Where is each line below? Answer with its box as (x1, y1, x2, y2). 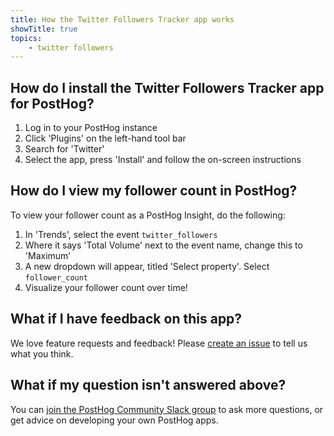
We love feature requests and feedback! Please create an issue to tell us (10, 337, 308, 349)
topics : (10, 33, 43, 43)
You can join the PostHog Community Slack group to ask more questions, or (10, 403, 324, 415)
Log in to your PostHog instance (24, 122, 158, 134)
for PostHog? (10, 95, 95, 112)
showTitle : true (10, 24, 78, 34)
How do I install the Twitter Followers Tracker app (10, 79, 325, 96)
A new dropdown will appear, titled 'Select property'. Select (24, 260, 270, 272)
